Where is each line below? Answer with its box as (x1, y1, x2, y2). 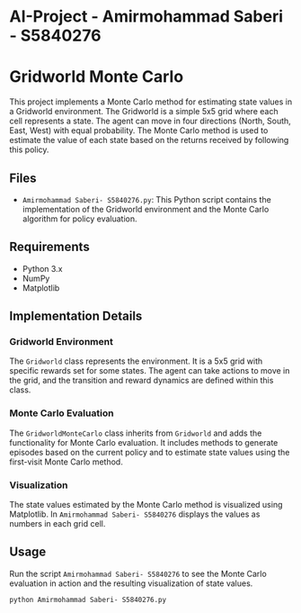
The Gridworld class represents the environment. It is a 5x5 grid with (9, 356, 263, 366)
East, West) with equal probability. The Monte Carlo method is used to (9, 125, 269, 136)
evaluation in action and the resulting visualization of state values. (9, 578, 253, 589)
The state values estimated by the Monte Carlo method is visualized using (9, 500, 283, 510)
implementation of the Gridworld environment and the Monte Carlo (22, 203, 270, 214)
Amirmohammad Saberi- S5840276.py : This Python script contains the (22, 194, 271, 204)
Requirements (9, 239, 90, 255)
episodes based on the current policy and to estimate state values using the (9, 446, 290, 457)
